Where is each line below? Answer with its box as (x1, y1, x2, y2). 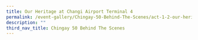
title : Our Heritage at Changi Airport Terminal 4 (6, 8, 133, 15)
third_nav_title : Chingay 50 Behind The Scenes (6, 25, 126, 31)
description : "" (6, 19, 46, 25)
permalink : (6, 14, 33, 20)
